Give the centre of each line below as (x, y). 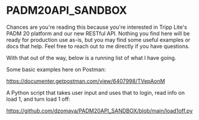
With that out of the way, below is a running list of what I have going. (91, 58)
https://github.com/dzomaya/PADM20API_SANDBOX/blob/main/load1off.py (99, 110)
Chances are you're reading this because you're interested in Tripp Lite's (97, 27)
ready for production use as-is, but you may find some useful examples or (98, 40)
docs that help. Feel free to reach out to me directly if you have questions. (98, 46)
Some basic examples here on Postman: (56, 69)
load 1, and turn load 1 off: (38, 99)
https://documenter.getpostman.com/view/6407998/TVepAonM (86, 81)
